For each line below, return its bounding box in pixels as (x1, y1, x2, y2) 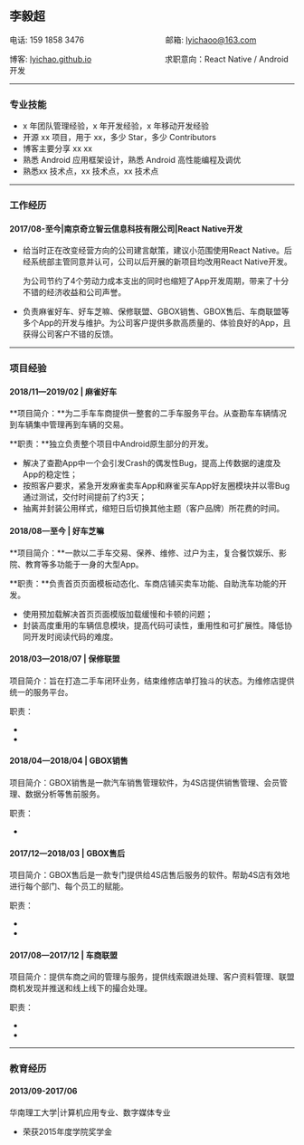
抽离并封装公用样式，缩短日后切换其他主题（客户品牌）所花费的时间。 (22, 503, 285, 514)
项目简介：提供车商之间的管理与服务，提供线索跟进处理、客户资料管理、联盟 (9, 971, 295, 982)
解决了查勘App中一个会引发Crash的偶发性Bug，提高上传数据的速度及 (22, 458, 281, 469)
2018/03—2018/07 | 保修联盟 (9, 654, 120, 664)
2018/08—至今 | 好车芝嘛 (9, 525, 105, 536)
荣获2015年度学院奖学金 (22, 1126, 113, 1137)
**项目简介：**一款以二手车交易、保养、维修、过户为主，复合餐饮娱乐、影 (9, 547, 288, 558)
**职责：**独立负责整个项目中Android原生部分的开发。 (9, 438, 214, 450)
